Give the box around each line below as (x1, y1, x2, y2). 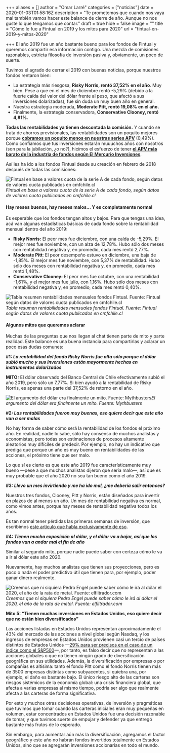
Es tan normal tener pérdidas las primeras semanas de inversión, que (6, 518, 150, 524)
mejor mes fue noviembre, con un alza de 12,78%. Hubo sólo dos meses (13, 241, 164, 247)
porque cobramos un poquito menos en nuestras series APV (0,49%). (6, 135, 155, 141)
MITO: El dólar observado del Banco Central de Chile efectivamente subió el (6, 374, 165, 381)
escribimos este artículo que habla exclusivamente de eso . (6, 524, 128, 530)
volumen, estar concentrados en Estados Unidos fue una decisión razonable (6, 711, 165, 717)
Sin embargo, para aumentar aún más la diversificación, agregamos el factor (6, 732, 165, 738)
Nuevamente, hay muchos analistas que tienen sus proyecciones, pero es (6, 564, 160, 570)
